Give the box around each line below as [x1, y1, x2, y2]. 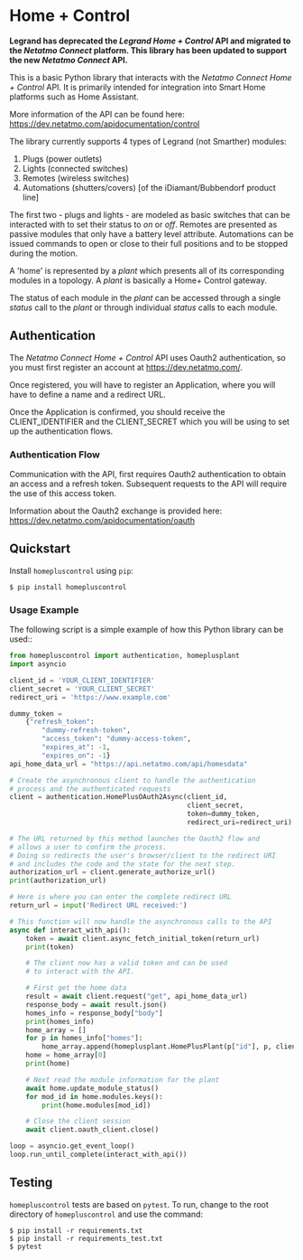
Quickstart [9, 541, 71, 557]
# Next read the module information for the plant [25, 1075, 220, 1085]
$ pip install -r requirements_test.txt [9, 1234, 164, 1243]
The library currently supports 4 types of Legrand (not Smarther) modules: [9, 136, 287, 146]
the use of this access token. [9, 488, 117, 499]
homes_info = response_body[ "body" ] [25, 1009, 164, 1018]
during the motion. [9, 248, 78, 259]
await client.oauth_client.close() [25, 1125, 160, 1134]
